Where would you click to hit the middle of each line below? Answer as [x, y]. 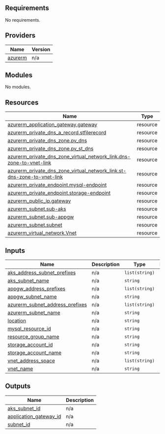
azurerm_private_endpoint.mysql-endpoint [57, 185]
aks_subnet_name [28, 281]
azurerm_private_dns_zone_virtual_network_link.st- [67, 171]
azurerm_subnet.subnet [35, 225]
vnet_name [20, 369]
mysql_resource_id [29, 329]
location [17, 321]
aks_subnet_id [24, 408]
